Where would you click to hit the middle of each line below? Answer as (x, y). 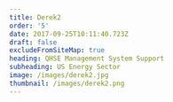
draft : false (33, 42)
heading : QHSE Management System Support (87, 59)
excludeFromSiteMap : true (57, 51)
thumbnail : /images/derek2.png (67, 83)
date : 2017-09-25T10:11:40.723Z (69, 34)
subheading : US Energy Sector (65, 67)
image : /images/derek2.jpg (59, 75)
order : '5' (29, 26)
